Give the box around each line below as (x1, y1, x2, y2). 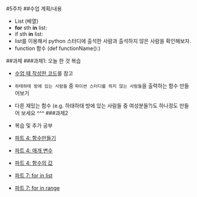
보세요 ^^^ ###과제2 (21, 109, 68, 116)
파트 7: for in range (14, 185, 60, 191)
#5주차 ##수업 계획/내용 (6, 5, 62, 12)
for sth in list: (14, 24, 47, 31)
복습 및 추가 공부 (14, 122, 53, 129)
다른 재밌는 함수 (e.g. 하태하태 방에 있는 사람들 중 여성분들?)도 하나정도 (14, 102, 178, 109)
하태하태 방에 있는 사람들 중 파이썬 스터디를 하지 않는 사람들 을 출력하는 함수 (14, 82, 179, 89)
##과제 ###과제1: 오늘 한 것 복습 (6, 58, 81, 64)
